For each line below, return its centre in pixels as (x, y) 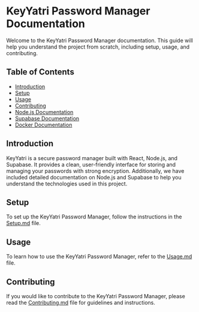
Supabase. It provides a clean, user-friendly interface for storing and (91, 164)
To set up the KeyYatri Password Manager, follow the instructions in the (94, 217)
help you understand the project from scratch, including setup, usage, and (98, 47)
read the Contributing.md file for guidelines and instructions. (81, 302)
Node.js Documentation (44, 112)
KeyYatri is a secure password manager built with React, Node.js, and (92, 158)
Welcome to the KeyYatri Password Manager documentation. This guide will (99, 40)
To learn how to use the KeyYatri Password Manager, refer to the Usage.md (99, 257)
